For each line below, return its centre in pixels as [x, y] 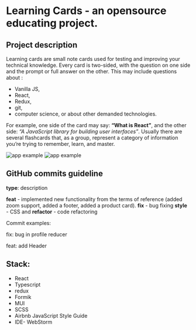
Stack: [18, 264]
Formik [23, 297]
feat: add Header [26, 246]
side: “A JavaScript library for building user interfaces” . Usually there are [94, 131]
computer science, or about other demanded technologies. [85, 114]
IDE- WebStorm [33, 322]
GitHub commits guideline [55, 174]
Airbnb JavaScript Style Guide [51, 315]
